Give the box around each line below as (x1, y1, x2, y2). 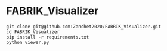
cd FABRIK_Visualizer (6, 28, 60, 35)
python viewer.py (6, 39, 50, 45)
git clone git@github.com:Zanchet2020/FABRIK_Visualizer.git (6, 24, 162, 30)
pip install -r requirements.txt (6, 34, 89, 40)
